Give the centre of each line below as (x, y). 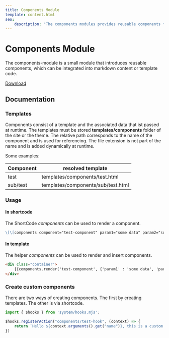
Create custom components (40, 287)
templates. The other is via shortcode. (45, 303)
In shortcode (19, 212)
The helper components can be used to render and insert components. (79, 255)
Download (16, 83)
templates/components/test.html (80, 177)
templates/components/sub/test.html (85, 185)
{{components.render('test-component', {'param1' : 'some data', (84, 269)
